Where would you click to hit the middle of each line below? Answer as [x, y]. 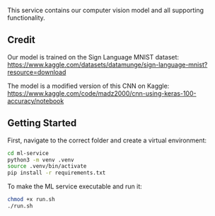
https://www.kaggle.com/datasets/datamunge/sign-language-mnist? [107, 64]
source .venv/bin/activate [47, 166]
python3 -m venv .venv [41, 160]
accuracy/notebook [36, 101]
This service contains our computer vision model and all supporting [105, 10]
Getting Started [42, 123]
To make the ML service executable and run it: [75, 186]
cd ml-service [28, 153]
